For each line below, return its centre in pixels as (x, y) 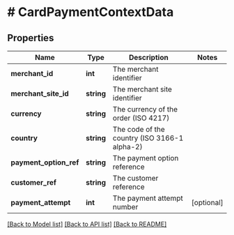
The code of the (139, 129)
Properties (31, 38)
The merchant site (142, 89)
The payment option (146, 158)
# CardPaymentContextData (91, 12)
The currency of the (145, 109)
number (125, 207)
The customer (135, 178)
